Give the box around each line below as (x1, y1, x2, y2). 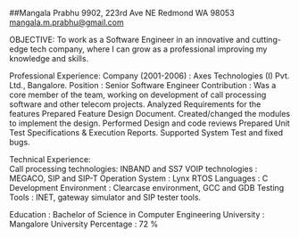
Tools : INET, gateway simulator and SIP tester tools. (9, 192, 202, 202)
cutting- (251, 35, 281, 45)
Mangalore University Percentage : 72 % (9, 218, 159, 229)
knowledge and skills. (9, 53, 89, 63)
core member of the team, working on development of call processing (9, 89, 267, 100)
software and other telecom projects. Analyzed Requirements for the (9, 99, 262, 110)
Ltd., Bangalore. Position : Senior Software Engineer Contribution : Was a (9, 80, 277, 90)
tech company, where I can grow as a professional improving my (29, 44, 268, 54)
